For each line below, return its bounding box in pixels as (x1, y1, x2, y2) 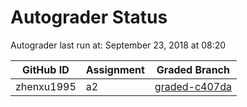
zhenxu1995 (15, 79, 77, 93)
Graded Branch (156, 62, 230, 76)
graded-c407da (154, 79, 232, 93)
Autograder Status (10, 6, 168, 29)
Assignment (85, 62, 145, 76)
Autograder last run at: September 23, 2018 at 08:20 (10, 39, 227, 51)
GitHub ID (22, 62, 70, 76)
